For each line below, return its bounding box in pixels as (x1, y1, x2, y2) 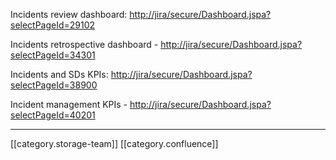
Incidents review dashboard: (10, 9, 128, 20)
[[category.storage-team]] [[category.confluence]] (10, 138, 219, 149)
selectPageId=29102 (10, 19, 96, 31)
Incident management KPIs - (10, 99, 128, 110)
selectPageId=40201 (10, 109, 96, 121)
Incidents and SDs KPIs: (10, 69, 109, 80)
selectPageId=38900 (10, 79, 98, 91)
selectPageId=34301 (10, 49, 96, 61)
